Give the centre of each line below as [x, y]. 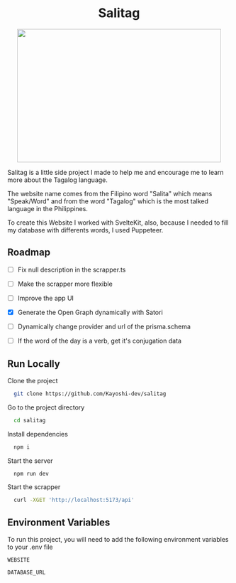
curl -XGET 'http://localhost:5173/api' [74, 500]
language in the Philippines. [48, 208]
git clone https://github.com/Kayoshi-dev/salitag [90, 394]
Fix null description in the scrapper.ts [72, 269]
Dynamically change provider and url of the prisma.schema [104, 326]
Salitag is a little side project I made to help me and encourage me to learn [116, 172]
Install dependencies [38, 434]
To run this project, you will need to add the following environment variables [118, 540]
